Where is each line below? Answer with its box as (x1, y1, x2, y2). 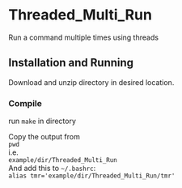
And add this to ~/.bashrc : (8, 164, 96, 173)
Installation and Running (8, 56, 134, 70)
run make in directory (8, 116, 77, 126)
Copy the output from (8, 132, 81, 142)
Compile (8, 97, 42, 109)
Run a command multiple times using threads (8, 32, 159, 42)
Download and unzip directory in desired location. (8, 77, 175, 87)
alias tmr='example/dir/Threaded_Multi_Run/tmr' (8, 172, 176, 180)
